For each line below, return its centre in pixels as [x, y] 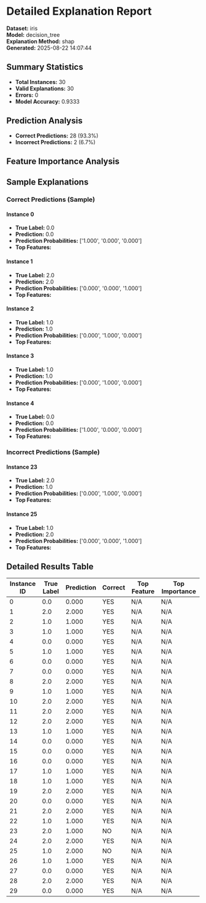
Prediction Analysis [44, 121]
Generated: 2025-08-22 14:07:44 [49, 48]
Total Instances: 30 [40, 82]
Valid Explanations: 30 [44, 88]
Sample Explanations [48, 182]
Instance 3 [20, 356]
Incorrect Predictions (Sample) [53, 452]
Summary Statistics [45, 67]
